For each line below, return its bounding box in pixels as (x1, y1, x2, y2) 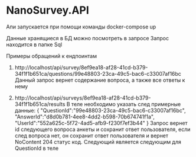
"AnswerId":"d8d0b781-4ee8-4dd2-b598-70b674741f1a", (14, 113, 155, 120)
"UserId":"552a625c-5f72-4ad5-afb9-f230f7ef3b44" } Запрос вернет (14, 119, 188, 126)
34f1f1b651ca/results (14, 100, 66, 107)
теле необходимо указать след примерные (71, 100, 181, 107)
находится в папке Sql (6, 41, 63, 48)
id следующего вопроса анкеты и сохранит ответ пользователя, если (14, 126, 191, 133)
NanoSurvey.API (6, 4, 90, 17)
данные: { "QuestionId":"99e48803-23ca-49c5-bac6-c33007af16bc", (14, 107, 186, 114)
